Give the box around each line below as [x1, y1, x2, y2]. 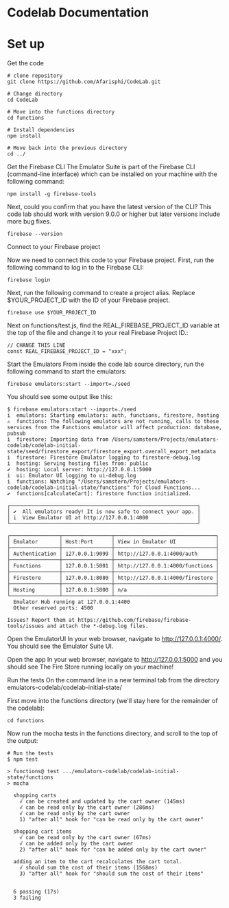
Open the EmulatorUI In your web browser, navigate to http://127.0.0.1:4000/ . [7, 635, 223, 643]
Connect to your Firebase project [7, 243, 101, 251]
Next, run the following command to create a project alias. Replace [7, 289, 195, 297]
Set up [7, 36, 45, 52]
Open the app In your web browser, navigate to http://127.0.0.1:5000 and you [7, 656, 223, 664]
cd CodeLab [7, 96, 38, 104]
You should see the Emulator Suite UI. [7, 642, 114, 651]
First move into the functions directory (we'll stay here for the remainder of [7, 697, 218, 705]
